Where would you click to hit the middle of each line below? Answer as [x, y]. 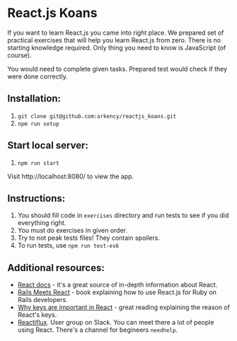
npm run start [38, 163]
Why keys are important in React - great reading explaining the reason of [123, 307]
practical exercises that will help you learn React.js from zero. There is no [114, 40]
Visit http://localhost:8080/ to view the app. [71, 176]
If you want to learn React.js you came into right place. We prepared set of [116, 33]
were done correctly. [38, 76]
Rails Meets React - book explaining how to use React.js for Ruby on [117, 292]
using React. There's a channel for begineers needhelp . [98, 330]
